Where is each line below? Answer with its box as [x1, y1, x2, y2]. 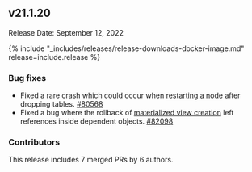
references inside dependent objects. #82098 [19, 116, 174, 126]
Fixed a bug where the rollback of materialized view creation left [19, 108, 234, 118]
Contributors [8, 136, 61, 148]
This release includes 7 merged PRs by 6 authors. [8, 155, 174, 165]
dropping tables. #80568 [19, 99, 103, 109]
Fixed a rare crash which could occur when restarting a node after [19, 90, 241, 100]
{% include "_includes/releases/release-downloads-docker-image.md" [8, 44, 245, 53]
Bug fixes [8, 72, 47, 83]
